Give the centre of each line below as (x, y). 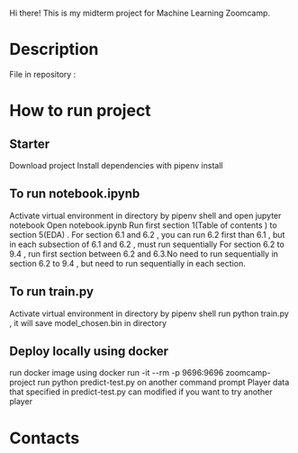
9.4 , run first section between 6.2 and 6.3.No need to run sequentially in (144, 254)
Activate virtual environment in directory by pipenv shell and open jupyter (145, 215)
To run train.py (52, 292)
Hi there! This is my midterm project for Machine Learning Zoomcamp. (140, 13)
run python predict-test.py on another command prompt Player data (163, 383)
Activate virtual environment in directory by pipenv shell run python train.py (149, 313)
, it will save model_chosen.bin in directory (88, 322)
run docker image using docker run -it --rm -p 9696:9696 (117, 373)
